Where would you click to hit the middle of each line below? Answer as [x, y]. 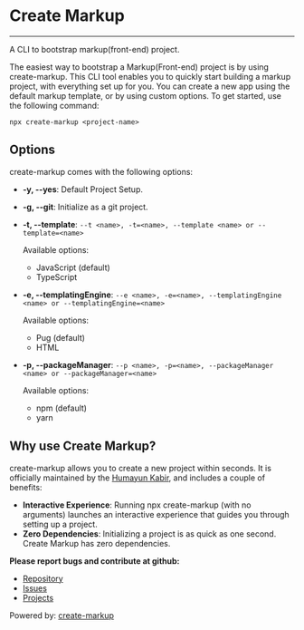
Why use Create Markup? [83, 446]
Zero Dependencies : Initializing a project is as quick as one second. [149, 533]
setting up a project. [60, 524]
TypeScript [57, 276]
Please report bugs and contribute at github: [95, 561]
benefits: [26, 487]
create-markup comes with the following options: [101, 171]
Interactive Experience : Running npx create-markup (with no [137, 505]
